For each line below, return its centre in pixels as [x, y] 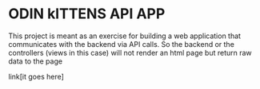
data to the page [35, 61]
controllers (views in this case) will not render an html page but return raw [130, 52]
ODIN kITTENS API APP [87, 14]
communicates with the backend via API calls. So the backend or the [121, 44]
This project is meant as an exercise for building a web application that [125, 36]
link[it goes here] [36, 76]
